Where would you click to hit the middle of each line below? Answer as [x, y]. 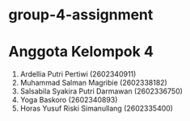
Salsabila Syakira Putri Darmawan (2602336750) [101, 91]
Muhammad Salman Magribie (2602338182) [93, 83]
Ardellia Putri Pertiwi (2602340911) [78, 74]
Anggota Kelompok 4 [81, 52]
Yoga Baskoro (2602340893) [69, 100]
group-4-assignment [81, 15]
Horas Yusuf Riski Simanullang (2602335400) [97, 108]
